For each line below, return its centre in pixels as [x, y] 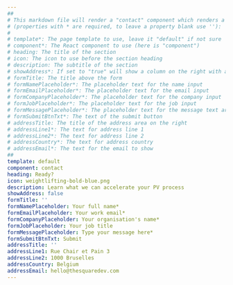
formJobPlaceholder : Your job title [60, 226]
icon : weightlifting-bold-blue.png [59, 181]
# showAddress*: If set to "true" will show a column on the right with [114, 71]
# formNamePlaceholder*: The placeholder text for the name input [105, 84]
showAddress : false [35, 194]
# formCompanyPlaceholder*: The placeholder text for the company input [114, 98]
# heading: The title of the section [62, 53]
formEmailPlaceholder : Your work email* [67, 213]
